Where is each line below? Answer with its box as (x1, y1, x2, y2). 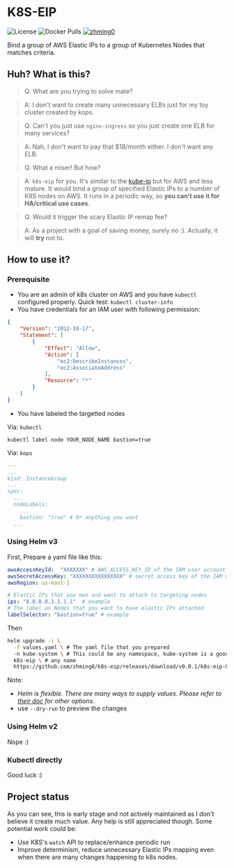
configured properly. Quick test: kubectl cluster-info (17, 298, 173, 306)
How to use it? (7, 254, 70, 266)
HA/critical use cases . (24, 199, 91, 207)
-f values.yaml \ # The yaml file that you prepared (13, 643, 170, 651)
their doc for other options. (17, 697, 95, 705)
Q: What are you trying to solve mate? (24, 87, 133, 95)
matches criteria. (7, 48, 56, 57)
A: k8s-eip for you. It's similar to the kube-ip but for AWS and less (24, 177, 214, 185)
